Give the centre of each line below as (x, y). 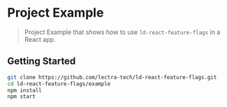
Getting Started (42, 61)
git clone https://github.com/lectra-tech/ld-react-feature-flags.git (112, 77)
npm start (22, 97)
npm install (24, 90)
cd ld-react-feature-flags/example (59, 84)
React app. (40, 39)
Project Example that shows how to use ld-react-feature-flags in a (122, 32)
